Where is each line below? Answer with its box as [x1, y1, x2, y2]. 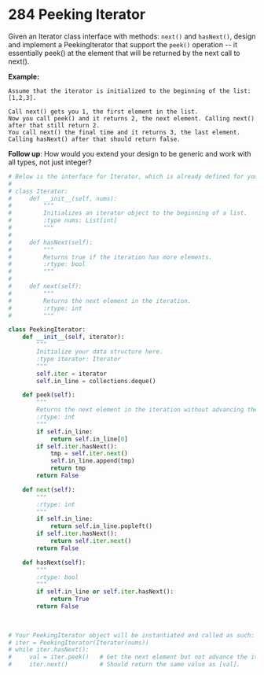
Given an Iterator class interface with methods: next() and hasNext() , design [8, 31, 256, 41]
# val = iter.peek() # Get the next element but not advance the [8, 653, 247, 662]
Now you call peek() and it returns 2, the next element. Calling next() [8, 114, 255, 123]
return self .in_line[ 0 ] [49, 435, 128, 443]
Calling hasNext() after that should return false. [8, 135, 181, 143]
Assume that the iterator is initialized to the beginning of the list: [8, 87, 251, 95]
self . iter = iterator [36, 370, 108, 378]
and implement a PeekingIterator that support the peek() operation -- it [8, 39, 238, 49]
